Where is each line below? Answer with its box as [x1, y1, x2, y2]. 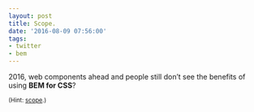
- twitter [8, 42, 42, 50]
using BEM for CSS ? [8, 80, 76, 90]
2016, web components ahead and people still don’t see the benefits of [8, 72, 246, 81]
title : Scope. [8, 19, 57, 28]
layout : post [8, 11, 53, 20]
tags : [8, 34, 27, 43]
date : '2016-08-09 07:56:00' [8, 27, 107, 35]
